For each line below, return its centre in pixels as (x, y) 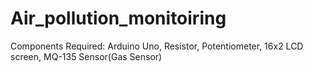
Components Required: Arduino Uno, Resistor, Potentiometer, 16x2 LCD (157, 46)
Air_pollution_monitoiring (118, 18)
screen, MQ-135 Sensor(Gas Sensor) (86, 56)
